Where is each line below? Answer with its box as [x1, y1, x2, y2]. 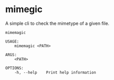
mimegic [5, 4, 43, 15]
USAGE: [5, 39, 19, 44]
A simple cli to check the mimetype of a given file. [5, 20, 110, 26]
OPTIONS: [5, 65, 24, 70]
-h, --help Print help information [14, 70, 96, 75]
